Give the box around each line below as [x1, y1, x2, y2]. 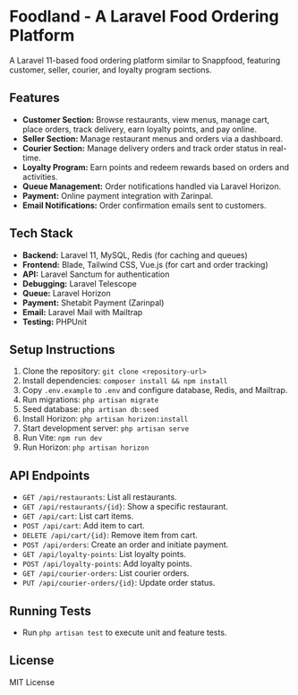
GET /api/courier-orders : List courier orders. [21, 568, 190, 579]
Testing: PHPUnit [21, 316, 88, 327]
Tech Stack [9, 226, 73, 241]
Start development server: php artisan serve [21, 423, 190, 433]
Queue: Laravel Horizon [21, 287, 111, 298]
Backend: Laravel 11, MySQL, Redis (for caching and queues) [21, 249, 248, 261]
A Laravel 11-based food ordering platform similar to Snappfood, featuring [9, 55, 281, 65]
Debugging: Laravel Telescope [21, 278, 137, 288]
